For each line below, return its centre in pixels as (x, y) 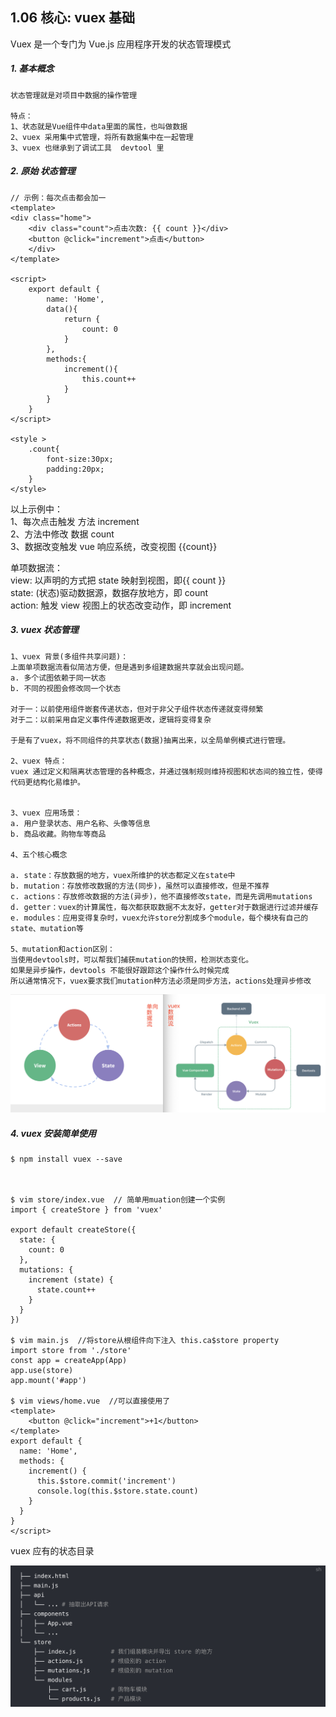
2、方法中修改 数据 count (62, 534)
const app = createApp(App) (69, 1361)
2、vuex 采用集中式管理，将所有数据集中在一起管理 (102, 137)
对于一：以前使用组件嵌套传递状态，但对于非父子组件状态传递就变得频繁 (137, 709)
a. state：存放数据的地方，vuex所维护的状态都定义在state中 (123, 875)
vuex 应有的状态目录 (52, 1551)
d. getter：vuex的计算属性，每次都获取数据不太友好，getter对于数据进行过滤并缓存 (164, 907)
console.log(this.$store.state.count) (117, 1491)
